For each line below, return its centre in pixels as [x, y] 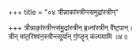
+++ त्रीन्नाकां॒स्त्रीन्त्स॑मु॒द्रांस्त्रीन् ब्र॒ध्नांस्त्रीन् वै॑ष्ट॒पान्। [70, 28]
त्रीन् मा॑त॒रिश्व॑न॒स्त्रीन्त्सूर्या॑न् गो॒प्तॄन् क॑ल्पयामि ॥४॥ [68, 36]
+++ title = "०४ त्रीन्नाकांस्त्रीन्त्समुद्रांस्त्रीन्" [64, 12]
